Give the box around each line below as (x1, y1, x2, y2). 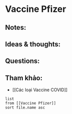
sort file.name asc (5, 105, 45, 110)
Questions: (5, 57, 40, 65)
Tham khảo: (5, 73, 43, 82)
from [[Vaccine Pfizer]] (5, 101, 56, 106)
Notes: (5, 23, 26, 32)
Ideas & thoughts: (5, 40, 61, 48)
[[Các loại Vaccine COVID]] (12, 87, 68, 93)
